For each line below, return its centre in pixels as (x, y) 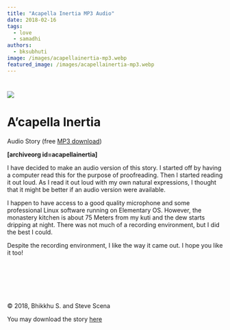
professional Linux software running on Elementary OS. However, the (104, 210)
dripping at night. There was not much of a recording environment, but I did (114, 224)
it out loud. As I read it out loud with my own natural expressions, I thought (112, 182)
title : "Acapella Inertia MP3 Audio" (61, 13)
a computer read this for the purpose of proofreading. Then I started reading (115, 175)
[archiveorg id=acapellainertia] (52, 154)
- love (23, 33)
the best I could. (30, 232)
